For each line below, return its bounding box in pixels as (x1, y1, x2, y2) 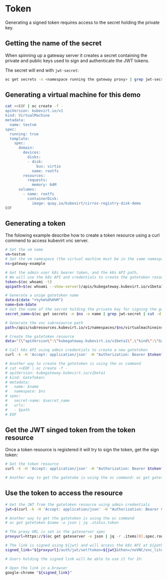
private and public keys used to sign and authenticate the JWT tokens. (5, 58, 150, 64)
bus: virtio (36, 164, 61, 169)
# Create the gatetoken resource (5, 334, 75, 339)
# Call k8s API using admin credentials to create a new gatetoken (5, 347, 148, 353)
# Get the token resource (5, 462, 59, 467)
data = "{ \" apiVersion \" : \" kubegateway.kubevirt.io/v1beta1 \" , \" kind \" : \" (5, 338, 159, 343)
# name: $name (5, 384, 39, 389)
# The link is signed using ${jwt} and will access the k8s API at (5, 543, 148, 548)
